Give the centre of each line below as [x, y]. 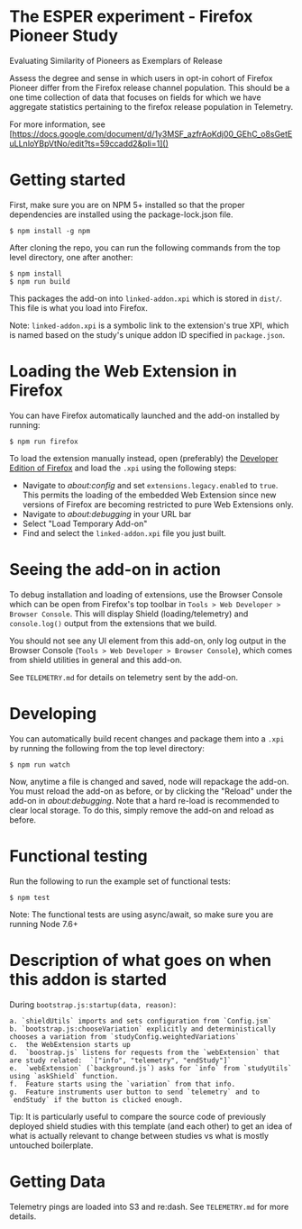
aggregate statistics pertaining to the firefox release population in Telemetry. [151, 106]
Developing [53, 713]
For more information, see [57, 124]
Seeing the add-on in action [115, 569]
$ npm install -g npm [50, 231]
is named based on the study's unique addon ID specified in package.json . [147, 334]
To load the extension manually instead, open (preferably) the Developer [144, 458]
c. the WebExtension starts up [70, 1044]
